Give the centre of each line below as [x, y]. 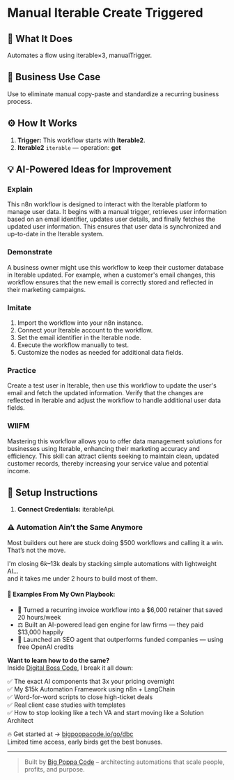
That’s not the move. [37, 550]
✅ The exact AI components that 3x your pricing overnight [91, 681]
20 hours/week [39, 617]
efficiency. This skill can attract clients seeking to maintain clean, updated [113, 456]
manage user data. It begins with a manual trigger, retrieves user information [117, 212]
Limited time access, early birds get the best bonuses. [85, 742]
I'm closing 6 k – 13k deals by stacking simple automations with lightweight [112, 563]
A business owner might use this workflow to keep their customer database [116, 267]
